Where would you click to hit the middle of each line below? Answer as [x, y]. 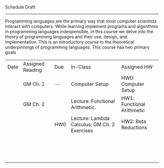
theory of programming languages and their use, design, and [66, 37]
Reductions [134, 128]
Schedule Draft [20, 7]
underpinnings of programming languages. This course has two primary [77, 47]
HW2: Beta [134, 121]
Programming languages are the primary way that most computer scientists [81, 21]
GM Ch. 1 [34, 84]
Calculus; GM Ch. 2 [93, 124]
